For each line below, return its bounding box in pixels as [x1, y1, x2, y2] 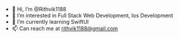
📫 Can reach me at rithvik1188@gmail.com [11, 25, 119, 32]
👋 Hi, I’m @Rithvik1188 [11, 6, 67, 12]
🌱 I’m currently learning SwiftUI [11, 18, 89, 25]
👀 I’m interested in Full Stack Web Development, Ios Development [11, 12, 174, 19]
